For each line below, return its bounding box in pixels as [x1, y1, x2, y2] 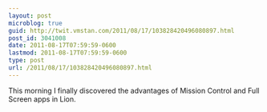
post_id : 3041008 [8, 34, 67, 42]
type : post [8, 57, 45, 65]
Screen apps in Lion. [8, 94, 76, 104]
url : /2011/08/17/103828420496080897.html [8, 64, 152, 72]
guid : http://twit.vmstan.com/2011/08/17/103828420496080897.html [8, 26, 235, 34]
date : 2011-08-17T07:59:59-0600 [8, 42, 116, 50]
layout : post [8, 11, 52, 20]
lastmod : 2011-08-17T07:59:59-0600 [8, 49, 127, 57]
